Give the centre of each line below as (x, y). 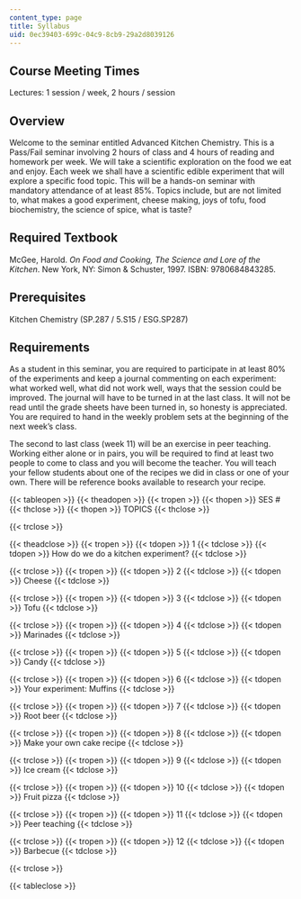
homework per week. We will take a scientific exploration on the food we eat (150, 162)
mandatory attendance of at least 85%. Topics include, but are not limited (145, 191)
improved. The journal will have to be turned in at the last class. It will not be (150, 398)
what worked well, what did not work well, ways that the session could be (146, 388)
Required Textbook (64, 238)
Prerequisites (48, 298)
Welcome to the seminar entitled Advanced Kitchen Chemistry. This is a (142, 142)
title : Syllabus (40, 26)
